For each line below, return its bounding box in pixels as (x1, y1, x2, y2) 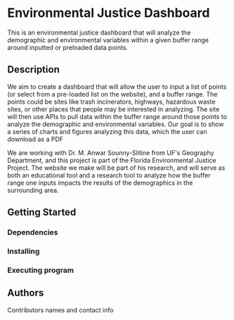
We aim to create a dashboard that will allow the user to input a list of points (7, 82, 227, 91)
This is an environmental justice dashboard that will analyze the (7, 28, 191, 37)
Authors (7, 287, 44, 299)
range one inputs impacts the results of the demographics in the (7, 178, 193, 187)
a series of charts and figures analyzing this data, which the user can (7, 127, 207, 135)
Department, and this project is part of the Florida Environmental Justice (7, 156, 216, 164)
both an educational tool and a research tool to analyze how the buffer (7, 171, 211, 179)
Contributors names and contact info (7, 305, 114, 314)
